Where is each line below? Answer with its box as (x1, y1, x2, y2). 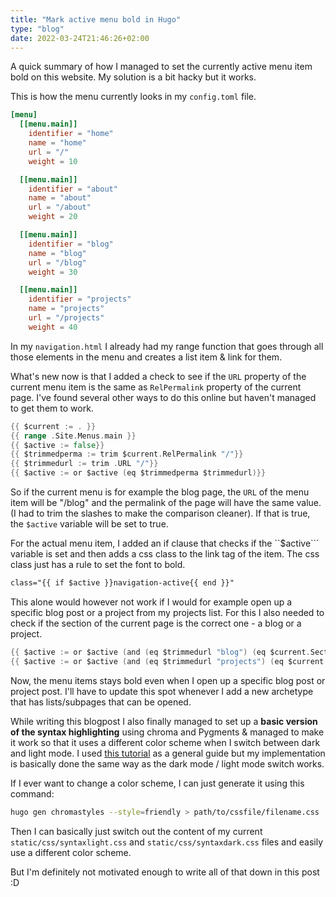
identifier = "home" (28, 129, 114, 139)
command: (10, 787, 55, 800)
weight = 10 (28, 156, 78, 166)
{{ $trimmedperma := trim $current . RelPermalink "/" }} (10, 449, 244, 460)
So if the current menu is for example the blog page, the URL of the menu (10, 486, 310, 498)
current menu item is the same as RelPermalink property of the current (10, 381, 302, 393)
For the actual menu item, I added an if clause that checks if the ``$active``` (10, 537, 320, 549)
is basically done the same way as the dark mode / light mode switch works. (10, 757, 325, 770)
